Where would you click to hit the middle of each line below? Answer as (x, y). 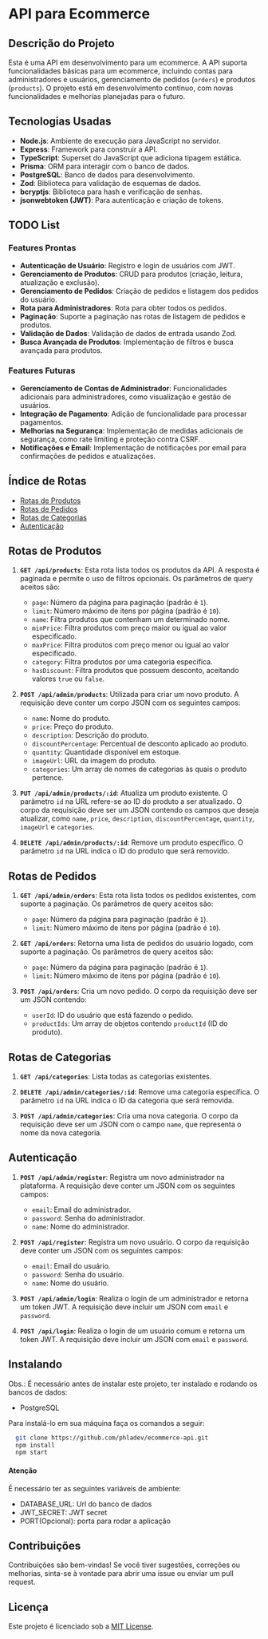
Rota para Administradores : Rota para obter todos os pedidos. (123, 307)
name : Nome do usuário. (70, 1283)
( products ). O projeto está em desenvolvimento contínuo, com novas (121, 88)
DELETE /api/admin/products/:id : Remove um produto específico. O (132, 842)
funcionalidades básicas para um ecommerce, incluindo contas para (121, 71)
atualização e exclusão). (59, 282)
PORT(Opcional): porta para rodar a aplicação (95, 1521)
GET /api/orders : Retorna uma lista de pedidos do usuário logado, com (136, 944)
